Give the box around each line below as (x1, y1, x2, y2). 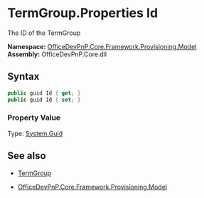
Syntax (7, 71, 40, 83)
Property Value (7, 113, 61, 123)
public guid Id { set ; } (7, 96, 81, 103)
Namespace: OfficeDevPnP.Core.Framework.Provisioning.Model (7, 42, 197, 51)
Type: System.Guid (7, 129, 63, 137)
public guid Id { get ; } (7, 89, 81, 97)
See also (7, 150, 46, 162)
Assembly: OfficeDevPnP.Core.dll (7, 50, 107, 58)
